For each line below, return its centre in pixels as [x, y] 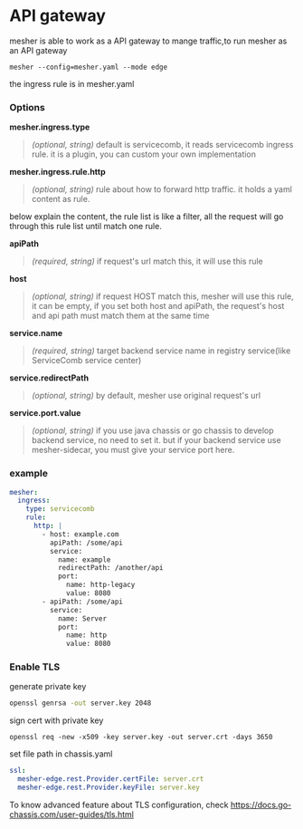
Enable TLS [35, 667]
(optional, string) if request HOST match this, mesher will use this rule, [162, 296]
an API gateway [38, 50]
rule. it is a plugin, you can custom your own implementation [143, 154]
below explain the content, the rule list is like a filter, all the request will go [147, 217]
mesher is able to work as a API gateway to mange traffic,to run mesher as [148, 41]
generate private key [48, 687]
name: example [84, 559]
